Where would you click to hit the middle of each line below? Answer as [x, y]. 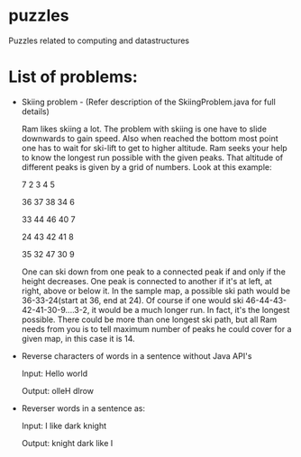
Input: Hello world [54, 373]
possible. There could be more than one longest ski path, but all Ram [149, 319]
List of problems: [73, 77]
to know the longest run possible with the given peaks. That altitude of [152, 157]
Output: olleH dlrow [58, 390]
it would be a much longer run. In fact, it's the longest [191, 309]
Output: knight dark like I [67, 443]
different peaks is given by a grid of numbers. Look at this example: [146, 166]
